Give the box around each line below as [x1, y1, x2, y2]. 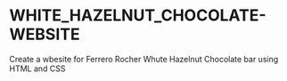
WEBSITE [9, 24, 80, 45]
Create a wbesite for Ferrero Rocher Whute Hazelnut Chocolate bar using [9, 53, 279, 64]
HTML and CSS [9, 63, 66, 74]
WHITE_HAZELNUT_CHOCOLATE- [9, 5, 266, 26]
